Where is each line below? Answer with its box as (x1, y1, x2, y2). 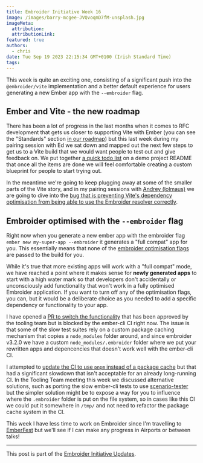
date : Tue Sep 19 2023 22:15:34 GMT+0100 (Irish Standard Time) (6, 54, 172, 60)
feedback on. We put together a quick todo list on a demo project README (6, 155, 192, 162)
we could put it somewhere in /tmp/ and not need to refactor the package (6, 402, 189, 409)
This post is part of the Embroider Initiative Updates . (6, 450, 137, 458)
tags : (6, 59, 20, 65)
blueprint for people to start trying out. (6, 167, 102, 175)
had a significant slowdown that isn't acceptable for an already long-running (6, 370, 196, 377)
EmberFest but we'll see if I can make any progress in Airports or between (6, 427, 191, 434)
